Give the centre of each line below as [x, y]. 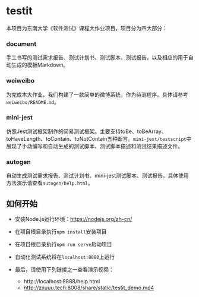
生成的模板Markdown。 [40, 65]
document [21, 44]
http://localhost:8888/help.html [62, 281]
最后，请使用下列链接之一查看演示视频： [64, 269]
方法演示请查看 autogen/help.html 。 [50, 183]
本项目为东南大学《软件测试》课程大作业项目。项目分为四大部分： [87, 28]
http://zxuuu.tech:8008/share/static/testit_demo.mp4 [89, 287]
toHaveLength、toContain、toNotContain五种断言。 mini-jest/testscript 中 [99, 138]
